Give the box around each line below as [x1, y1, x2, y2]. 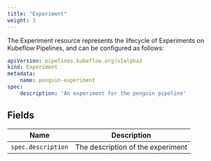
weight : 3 [7, 17, 36, 24]
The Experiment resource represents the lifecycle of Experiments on [7, 36, 205, 44]
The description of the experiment [74, 142, 188, 152]
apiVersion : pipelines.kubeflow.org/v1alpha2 [7, 57, 142, 64]
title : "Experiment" [7, 10, 68, 18]
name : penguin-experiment [20, 77, 96, 84]
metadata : [7, 70, 36, 77]
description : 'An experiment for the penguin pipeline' [20, 89, 187, 97]
